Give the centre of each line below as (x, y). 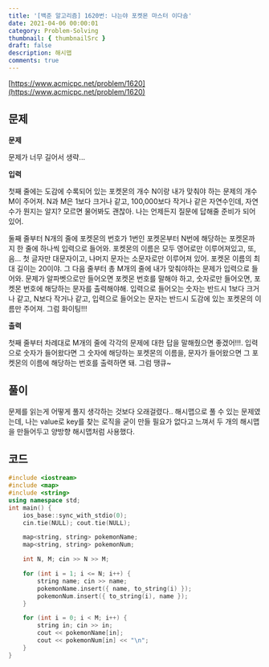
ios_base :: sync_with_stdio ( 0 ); (75, 515)
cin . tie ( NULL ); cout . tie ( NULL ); (77, 523)
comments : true (34, 61)
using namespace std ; (45, 500)
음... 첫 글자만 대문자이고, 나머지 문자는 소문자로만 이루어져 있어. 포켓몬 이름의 (130, 258)
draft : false (30, 46)
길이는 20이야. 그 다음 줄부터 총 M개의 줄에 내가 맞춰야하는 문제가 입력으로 (133, 268)
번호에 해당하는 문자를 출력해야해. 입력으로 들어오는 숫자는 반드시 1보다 (134, 288)
